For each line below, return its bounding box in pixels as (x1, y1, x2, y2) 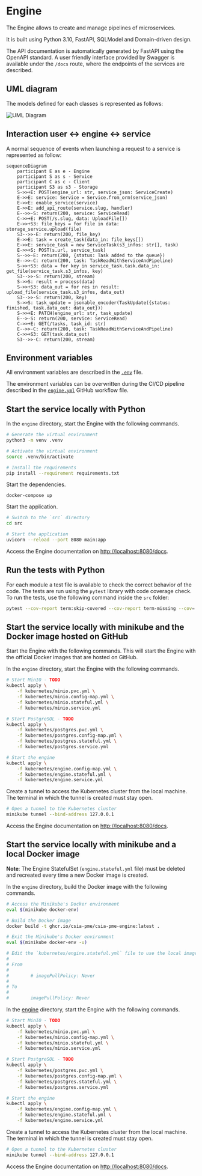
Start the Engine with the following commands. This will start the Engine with (6, 647, 197, 654)
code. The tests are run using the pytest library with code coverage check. (6, 587, 192, 594)
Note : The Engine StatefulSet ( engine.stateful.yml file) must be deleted (6, 865, 186, 872)
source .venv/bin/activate (6, 454, 74, 460)
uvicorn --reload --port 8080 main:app (6, 537, 106, 543)
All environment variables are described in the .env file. (6, 368, 143, 376)
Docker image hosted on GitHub (6, 632, 128, 642)
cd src (6, 520, 23, 526)
